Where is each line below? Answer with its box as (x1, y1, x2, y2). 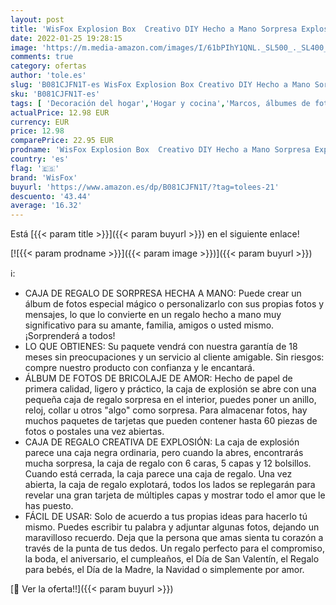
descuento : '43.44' (10, 191, 92, 201)
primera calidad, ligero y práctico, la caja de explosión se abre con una (24, 383, 317, 395)
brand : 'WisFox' (10, 172, 78, 183)
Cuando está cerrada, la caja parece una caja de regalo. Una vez (24, 468, 293, 480)
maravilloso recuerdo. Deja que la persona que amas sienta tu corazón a (24, 532, 324, 544)
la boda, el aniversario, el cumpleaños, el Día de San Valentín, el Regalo (24, 553, 320, 565)
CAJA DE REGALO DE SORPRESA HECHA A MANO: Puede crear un (24, 287, 302, 300)
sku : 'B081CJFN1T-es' (10, 89, 101, 99)
